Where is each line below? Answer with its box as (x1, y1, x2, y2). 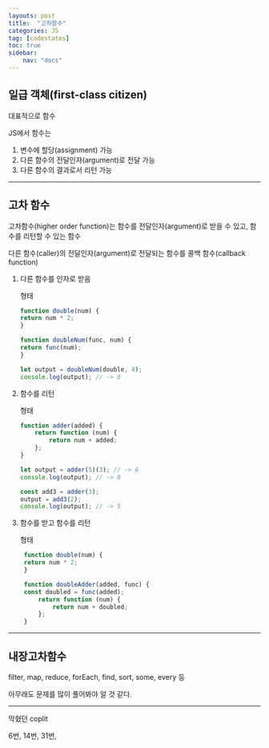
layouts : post (8, 11, 56, 20)
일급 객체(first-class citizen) (8, 88, 148, 102)
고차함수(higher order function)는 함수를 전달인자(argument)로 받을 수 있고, (8, 221, 248, 231)
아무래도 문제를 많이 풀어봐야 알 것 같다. (8, 689, 132, 698)
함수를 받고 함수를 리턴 (19, 518, 91, 528)
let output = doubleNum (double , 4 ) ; (19, 366, 143, 374)
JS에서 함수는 (8, 127, 52, 137)
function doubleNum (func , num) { (19, 336, 132, 345)
